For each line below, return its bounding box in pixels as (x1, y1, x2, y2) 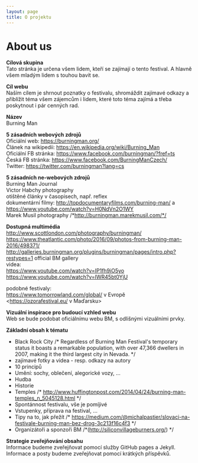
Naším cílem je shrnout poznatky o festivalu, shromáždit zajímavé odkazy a (6, 89, 189, 96)
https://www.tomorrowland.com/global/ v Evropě (6, 291, 125, 299)
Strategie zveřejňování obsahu (6, 438, 83, 445)
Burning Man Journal (6, 180, 57, 187)
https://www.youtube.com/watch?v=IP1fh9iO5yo (6, 267, 125, 274)
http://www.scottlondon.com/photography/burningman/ (6, 229, 142, 237)
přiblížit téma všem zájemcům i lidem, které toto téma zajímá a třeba (6, 96, 172, 103)
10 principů (14, 363, 43, 370)
